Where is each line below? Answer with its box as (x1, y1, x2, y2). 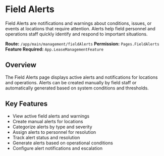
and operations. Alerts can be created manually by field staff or (5, 79, 137, 85)
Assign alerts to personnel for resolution (12, 129, 96, 135)
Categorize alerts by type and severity (12, 124, 92, 130)
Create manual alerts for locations (12, 118, 83, 124)
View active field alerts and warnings (12, 113, 90, 119)
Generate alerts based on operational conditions (12, 140, 114, 146)
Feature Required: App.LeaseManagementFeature (5, 46, 104, 52)
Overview (5, 61, 37, 69)
